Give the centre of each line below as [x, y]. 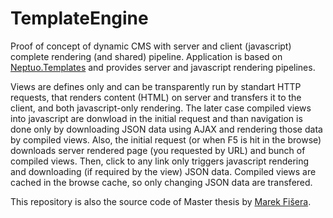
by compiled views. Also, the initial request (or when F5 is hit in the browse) [166, 139]
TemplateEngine [79, 18]
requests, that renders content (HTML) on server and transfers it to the [156, 97]
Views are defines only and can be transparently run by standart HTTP [156, 86]
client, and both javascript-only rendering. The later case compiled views [161, 108]
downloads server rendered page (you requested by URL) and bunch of [158, 150]
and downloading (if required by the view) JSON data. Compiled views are [163, 171]
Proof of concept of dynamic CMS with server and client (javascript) [151, 46]
